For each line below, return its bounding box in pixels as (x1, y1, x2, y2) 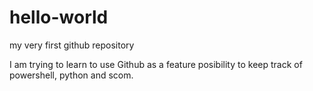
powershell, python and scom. (9, 69, 134, 81)
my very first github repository (9, 39, 135, 51)
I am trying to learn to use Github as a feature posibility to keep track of (9, 58, 303, 70)
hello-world (9, 6, 109, 29)
